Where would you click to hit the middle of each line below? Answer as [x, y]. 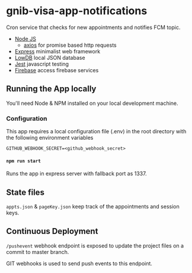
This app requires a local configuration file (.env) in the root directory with [96, 131]
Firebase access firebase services [57, 70]
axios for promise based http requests [70, 45]
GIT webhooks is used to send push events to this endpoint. [79, 263]
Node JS [25, 38]
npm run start [24, 161]
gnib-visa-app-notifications [77, 11]
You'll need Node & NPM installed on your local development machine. [92, 103]
